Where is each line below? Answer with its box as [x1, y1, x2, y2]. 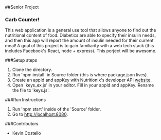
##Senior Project [5, 4, 39, 10]
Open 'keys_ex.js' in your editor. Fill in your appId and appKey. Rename [12, 82, 154, 88]
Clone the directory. [12, 67, 52, 72]
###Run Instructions [5, 97, 46, 103]
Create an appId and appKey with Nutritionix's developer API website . [12, 77, 152, 83]
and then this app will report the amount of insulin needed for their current [5, 37, 154, 43]
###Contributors [5, 121, 39, 127]
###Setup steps [5, 57, 37, 63]
